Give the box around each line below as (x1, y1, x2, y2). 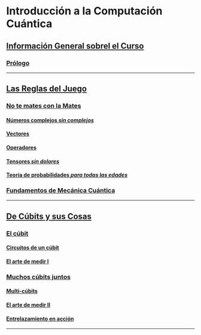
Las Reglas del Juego (6, 84, 87, 94)
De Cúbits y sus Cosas (6, 211, 92, 221)
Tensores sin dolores (6, 158, 60, 165)
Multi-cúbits (6, 288, 38, 295)
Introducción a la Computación (6, 4, 163, 18)
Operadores (6, 144, 37, 151)
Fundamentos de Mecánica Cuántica (6, 186, 115, 195)
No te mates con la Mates (6, 102, 81, 110)
